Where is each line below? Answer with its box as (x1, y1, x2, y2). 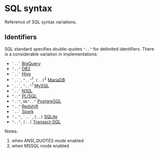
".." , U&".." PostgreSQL (11, 98, 61, 104)
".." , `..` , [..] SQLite (11, 114, 58, 119)
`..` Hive (11, 71, 31, 77)
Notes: (4, 128, 18, 134)
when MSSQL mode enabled (11, 143, 69, 149)
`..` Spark (11, 109, 34, 115)
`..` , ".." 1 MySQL (11, 82, 49, 89)
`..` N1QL (11, 88, 33, 94)
